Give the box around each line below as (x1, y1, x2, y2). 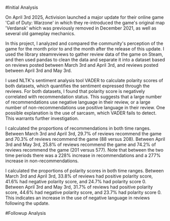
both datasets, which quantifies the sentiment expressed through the (5, 83, 150, 89)
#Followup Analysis (5, 210, 46, 216)
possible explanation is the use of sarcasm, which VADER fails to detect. (5, 110, 157, 116)
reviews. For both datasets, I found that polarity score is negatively (5, 88, 145, 94)
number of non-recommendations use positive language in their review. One (5, 105, 165, 110)
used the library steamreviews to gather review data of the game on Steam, (5, 51, 163, 57)
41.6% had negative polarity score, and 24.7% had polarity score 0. (5, 179, 147, 184)
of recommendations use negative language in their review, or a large (5, 99, 151, 105)
